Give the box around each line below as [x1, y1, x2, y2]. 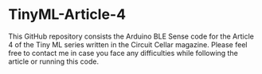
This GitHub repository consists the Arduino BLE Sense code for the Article [8, 31, 255, 41]
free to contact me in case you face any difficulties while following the [8, 48, 239, 57]
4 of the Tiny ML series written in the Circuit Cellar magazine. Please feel [8, 39, 248, 49]
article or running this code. [8, 57, 100, 66]
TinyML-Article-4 [8, 6, 126, 24]
